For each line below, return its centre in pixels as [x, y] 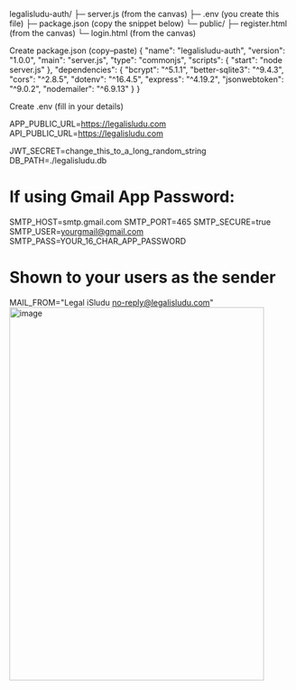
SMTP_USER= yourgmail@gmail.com [77, 231]
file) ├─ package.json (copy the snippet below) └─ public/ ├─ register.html [148, 23]
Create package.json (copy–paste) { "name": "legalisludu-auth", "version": [148, 51]
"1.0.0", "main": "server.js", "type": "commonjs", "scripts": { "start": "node [146, 60]
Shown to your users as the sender [143, 277]
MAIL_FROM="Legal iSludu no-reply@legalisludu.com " [111, 302]
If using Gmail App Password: [122, 197]
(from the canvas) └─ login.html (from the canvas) [103, 33]
